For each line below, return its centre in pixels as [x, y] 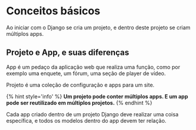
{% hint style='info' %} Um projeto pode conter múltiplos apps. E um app [97, 96]
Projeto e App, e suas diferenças [68, 53]
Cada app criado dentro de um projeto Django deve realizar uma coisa [92, 114]
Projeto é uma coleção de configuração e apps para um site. [80, 85]
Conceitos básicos [53, 11]
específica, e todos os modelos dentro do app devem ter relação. [86, 120]
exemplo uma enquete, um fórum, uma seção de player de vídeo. [86, 73]
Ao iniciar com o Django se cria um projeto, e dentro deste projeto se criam [98, 27]
